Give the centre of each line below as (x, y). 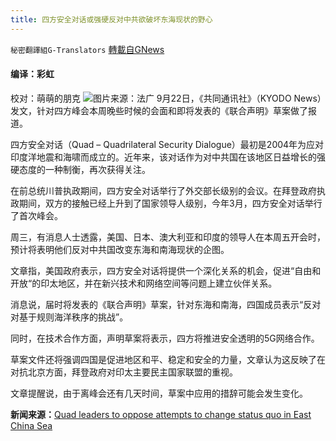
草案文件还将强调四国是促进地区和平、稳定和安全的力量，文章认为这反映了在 (168, 359)
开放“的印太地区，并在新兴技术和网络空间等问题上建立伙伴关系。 (144, 283)
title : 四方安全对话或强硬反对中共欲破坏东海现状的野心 (111, 19)
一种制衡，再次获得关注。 (97, 169)
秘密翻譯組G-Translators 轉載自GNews (87, 49)
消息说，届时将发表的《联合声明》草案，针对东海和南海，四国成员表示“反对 (166, 304)
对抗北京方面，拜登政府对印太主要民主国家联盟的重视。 (124, 372)
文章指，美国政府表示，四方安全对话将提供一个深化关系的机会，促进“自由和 (166, 270)
